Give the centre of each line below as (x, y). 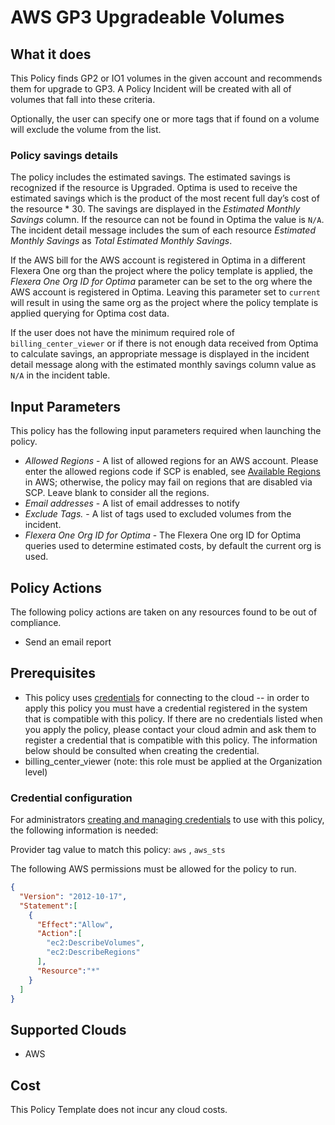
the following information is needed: (84, 830)
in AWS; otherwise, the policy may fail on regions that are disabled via (168, 482)
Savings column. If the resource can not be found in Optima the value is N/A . (167, 220)
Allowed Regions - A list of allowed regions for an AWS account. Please (171, 461)
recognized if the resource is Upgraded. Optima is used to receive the (154, 188)
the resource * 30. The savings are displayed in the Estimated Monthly (155, 209)
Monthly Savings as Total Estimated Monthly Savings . (121, 241)
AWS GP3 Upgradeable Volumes (147, 17)
